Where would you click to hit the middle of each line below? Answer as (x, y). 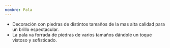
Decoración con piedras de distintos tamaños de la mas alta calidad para (89, 24)
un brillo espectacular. (35, 29)
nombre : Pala (19, 10)
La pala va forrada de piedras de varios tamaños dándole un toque (82, 34)
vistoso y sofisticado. (34, 40)
